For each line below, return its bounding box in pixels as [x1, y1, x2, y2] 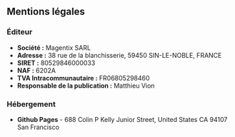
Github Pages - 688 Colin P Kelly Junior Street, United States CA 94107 [16, 115, 228, 123]
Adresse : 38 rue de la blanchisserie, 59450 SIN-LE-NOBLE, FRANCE [16, 51, 222, 59]
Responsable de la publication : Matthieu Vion [16, 81, 155, 90]
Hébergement [6, 99, 56, 109]
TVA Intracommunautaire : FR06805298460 [16, 73, 151, 82]
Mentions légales [6, 6, 85, 18]
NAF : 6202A [16, 66, 56, 74]
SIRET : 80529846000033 [16, 59, 96, 67]
